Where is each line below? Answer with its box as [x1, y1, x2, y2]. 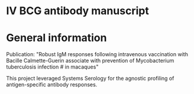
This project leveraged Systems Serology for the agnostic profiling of [6, 75, 174, 82]
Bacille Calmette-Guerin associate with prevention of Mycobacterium [6, 57, 174, 64]
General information [6, 31, 107, 45]
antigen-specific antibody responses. [6, 81, 98, 88]
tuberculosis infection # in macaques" [6, 63, 99, 70]
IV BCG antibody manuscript [6, 4, 149, 18]
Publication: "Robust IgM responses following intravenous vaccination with [6, 51, 188, 58]
